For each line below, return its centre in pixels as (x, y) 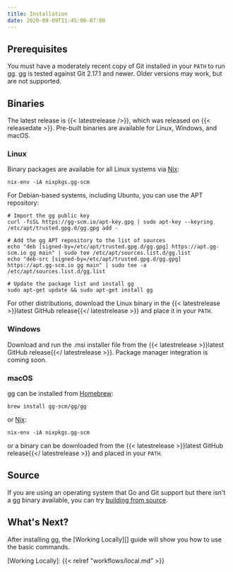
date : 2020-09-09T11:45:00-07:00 (56, 21)
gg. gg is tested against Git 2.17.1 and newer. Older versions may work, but (115, 74)
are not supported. (35, 81)
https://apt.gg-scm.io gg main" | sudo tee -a (77, 265)
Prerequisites (37, 49)
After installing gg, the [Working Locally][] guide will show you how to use (115, 539)
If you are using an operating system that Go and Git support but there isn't (116, 492)
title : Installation (38, 14)
